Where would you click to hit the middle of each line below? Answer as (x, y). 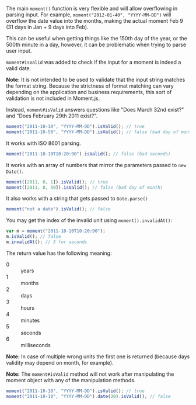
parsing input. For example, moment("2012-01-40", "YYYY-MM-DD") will (89, 15)
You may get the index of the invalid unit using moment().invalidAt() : (89, 220)
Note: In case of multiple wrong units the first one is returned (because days (98, 356)
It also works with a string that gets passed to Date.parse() (77, 199)
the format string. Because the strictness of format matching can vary (90, 86)
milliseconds (36, 345)
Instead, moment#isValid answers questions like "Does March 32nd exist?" (95, 110)
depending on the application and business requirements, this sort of (89, 92)
